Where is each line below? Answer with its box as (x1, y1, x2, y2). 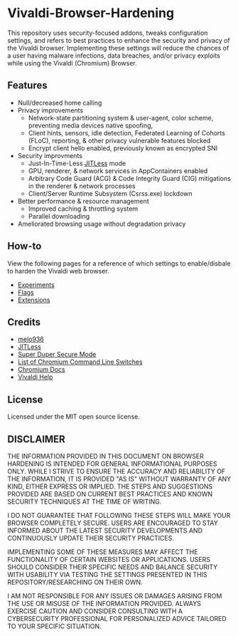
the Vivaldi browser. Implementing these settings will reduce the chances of (7, 43, 229, 52)
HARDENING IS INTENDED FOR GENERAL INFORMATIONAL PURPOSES (7, 459, 218, 468)
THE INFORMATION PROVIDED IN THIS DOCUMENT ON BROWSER (7, 452, 205, 460)
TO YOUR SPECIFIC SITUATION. (7, 622, 102, 630)
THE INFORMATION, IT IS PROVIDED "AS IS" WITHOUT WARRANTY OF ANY (7, 475, 232, 483)
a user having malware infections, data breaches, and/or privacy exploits (7, 51, 220, 60)
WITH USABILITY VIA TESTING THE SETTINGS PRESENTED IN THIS (7, 570, 207, 578)
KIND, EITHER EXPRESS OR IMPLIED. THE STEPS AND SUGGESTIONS (7, 482, 213, 491)
